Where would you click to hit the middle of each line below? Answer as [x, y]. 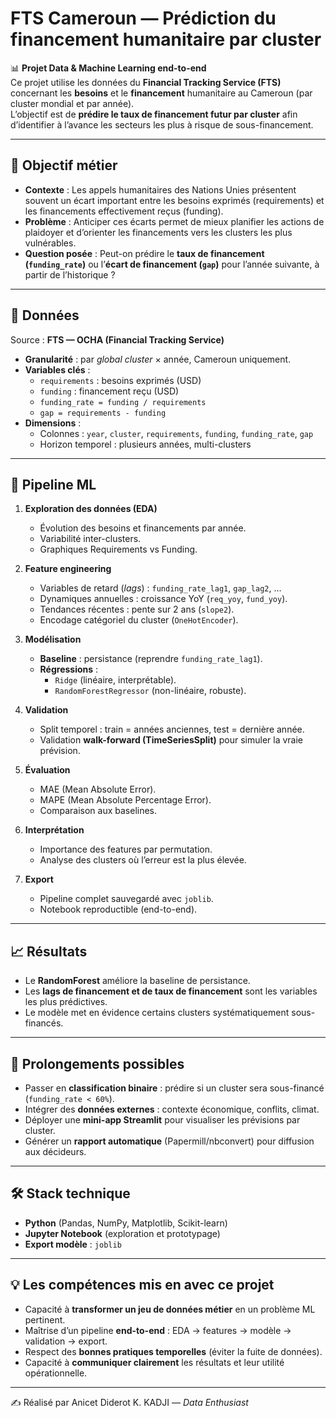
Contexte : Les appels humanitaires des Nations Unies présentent [160, 189]
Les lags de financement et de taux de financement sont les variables [171, 991]
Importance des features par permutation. [126, 849]
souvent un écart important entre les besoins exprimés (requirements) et [174, 200]
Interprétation [54, 830]
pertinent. [45, 1319]
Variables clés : [57, 369]
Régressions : [69, 669]
